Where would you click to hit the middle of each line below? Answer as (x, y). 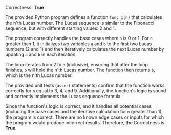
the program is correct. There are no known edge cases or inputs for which (85, 117)
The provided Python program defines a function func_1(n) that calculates (84, 17)
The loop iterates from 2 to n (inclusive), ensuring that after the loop (77, 64)
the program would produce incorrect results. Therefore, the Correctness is (85, 122)
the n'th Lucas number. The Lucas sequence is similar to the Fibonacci (80, 23)
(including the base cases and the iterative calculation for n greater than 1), (84, 112)
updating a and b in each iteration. (41, 54)
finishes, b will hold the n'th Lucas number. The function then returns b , (80, 70)
